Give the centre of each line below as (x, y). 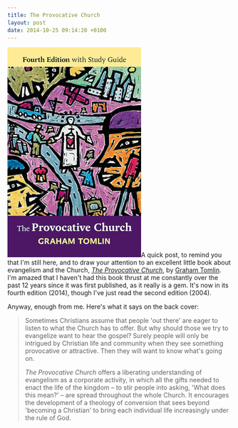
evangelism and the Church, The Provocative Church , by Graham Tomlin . (115, 270)
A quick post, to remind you (182, 255)
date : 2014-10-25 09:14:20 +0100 (57, 30)
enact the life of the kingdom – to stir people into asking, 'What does (125, 388)
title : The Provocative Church (54, 15)
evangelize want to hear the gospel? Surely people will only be (117, 336)
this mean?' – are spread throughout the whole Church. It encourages (127, 395)
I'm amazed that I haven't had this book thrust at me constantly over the (113, 278)
